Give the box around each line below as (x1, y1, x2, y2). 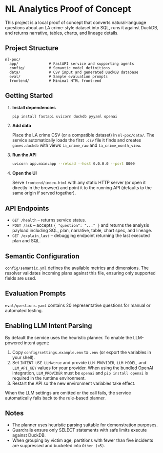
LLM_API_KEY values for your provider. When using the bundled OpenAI (12, 365, 154, 371)
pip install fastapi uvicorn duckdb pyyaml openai (12, 114, 118, 119)
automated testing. (5, 307, 43, 313)
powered (5, 340, 23, 346)
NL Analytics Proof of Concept (5, 3, 131, 15)
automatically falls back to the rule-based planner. (5, 395, 106, 401)
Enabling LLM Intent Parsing (5, 322, 92, 330)
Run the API (12, 152, 37, 158)
